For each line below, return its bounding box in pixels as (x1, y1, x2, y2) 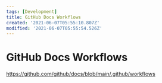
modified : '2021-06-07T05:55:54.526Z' (6, 25, 102, 31)
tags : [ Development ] (6, 8, 58, 15)
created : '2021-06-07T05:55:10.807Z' (6, 20, 100, 25)
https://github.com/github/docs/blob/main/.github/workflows (6, 71, 156, 78)
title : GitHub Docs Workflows (6, 14, 82, 20)
